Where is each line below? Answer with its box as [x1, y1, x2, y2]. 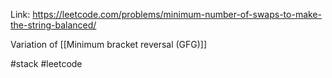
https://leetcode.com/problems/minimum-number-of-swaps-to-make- [32, 9, 322, 20]
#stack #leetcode [10, 58, 83, 69]
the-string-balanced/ [10, 19, 97, 31]
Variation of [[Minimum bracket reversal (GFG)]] [10, 39, 208, 50]
